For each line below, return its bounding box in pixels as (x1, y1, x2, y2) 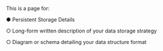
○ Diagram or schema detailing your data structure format (6, 39, 147, 45)
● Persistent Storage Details (6, 16, 75, 23)
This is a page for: (6, 5, 50, 12)
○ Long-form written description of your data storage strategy (6, 27, 157, 34)
